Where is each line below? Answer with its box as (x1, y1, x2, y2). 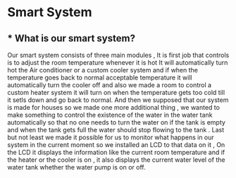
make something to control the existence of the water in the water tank (7, 110, 213, 119)
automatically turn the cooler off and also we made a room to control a (7, 81, 212, 89)
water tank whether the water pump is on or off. (7, 163, 146, 171)
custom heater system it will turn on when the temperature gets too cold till (7, 89, 225, 96)
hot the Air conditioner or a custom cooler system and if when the (7, 66, 199, 74)
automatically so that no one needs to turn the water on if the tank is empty (7, 118, 225, 127)
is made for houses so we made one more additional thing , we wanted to (7, 103, 221, 111)
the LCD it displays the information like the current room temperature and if (7, 148, 225, 156)
